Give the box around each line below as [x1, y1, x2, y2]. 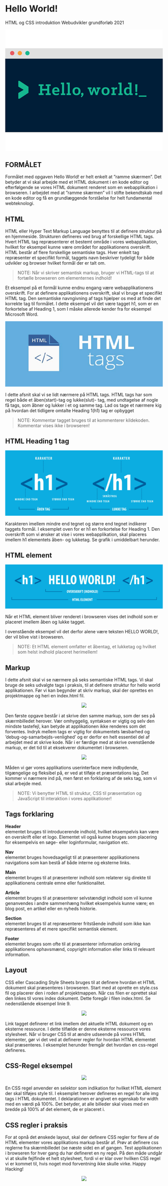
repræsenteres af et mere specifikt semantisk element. [5, 926, 118, 932]
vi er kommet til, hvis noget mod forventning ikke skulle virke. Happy [5, 1161, 146, 1167]
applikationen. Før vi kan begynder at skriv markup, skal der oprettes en [5, 687, 153, 693]
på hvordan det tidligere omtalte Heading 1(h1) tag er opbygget [5, 407, 134, 413]
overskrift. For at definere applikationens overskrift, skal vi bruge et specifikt [5, 290, 162, 296]
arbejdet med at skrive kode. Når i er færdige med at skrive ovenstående [5, 739, 155, 745]
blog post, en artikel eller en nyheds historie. [5, 905, 97, 911]
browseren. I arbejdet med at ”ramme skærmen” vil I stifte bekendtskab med [5, 190, 162, 196]
